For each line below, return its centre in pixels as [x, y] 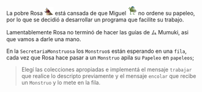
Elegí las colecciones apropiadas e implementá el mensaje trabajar [107, 69]
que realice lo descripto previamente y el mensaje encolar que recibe [109, 76]
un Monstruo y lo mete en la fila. [61, 82]
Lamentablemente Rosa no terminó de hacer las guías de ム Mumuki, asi [97, 32]
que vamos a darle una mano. [44, 39]
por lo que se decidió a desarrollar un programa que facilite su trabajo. [95, 20]
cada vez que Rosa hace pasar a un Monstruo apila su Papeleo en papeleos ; [100, 58]
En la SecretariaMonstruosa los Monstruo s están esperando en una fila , [96, 51]
